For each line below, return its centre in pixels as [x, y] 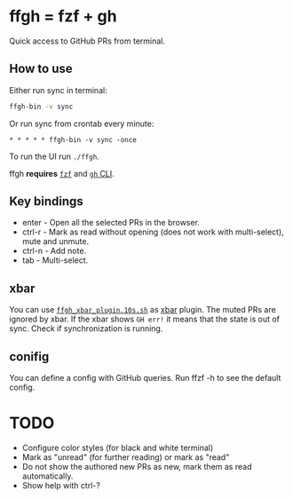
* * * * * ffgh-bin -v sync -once [73, 139]
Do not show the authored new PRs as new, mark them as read [137, 467]
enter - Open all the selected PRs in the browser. [111, 223]
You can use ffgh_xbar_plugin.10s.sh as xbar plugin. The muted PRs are [143, 310]
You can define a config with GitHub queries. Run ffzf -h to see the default [145, 378]
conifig [29, 356]
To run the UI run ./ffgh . [54, 156]
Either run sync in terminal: [59, 90]
